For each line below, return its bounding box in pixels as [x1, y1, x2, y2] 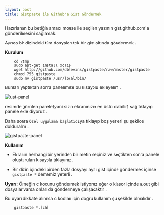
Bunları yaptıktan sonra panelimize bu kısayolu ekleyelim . [5, 84, 121, 90]
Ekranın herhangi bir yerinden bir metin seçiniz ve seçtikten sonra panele [12, 151, 160, 157]
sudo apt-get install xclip [14, 63, 71, 68]
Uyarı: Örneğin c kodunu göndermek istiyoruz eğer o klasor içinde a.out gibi [5, 181, 159, 187]
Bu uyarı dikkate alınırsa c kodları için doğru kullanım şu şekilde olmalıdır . [5, 195, 153, 201]
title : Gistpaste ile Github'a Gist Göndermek [5, 12, 102, 17]
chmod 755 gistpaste [14, 71, 56, 76]
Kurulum [5, 49, 23, 55]
